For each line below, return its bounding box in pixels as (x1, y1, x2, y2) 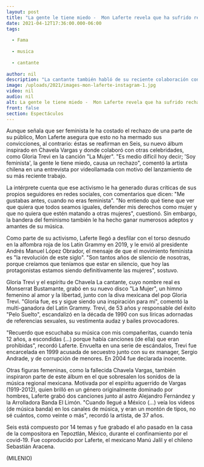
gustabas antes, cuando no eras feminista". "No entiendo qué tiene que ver (6, 197, 195, 204)
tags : (6, 26, 20, 32)
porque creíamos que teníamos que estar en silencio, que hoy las (6, 261, 170, 268)
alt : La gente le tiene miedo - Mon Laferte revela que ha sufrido (6, 99, 183, 105)
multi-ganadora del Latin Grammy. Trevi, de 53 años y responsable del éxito (6, 304, 196, 312)
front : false (6, 104, 39, 111)
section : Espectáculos (6, 111, 64, 117)
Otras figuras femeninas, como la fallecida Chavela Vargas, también (6, 367, 176, 374)
